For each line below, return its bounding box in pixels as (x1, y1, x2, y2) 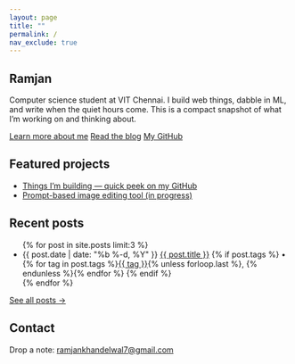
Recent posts (9, 216, 85, 231)
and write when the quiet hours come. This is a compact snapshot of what (9, 104, 283, 115)
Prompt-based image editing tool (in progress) (21, 189, 193, 201)
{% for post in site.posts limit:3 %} (21, 239, 149, 250)
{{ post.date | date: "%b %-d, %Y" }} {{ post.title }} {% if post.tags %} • (21, 249, 287, 260)
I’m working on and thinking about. (9, 113, 136, 125)
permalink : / (9, 29, 58, 38)
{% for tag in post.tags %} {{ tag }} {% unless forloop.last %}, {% (21, 258, 258, 269)
